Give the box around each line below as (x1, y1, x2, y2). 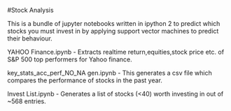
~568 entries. (7, 97, 47, 105)
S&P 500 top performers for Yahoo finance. (7, 55, 132, 64)
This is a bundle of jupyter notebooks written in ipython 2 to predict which (7, 20, 220, 27)
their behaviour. (7, 34, 52, 43)
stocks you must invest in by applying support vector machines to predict (7, 27, 219, 35)
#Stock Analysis (7, 6, 54, 14)
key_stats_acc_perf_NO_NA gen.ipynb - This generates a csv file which (7, 69, 212, 77)
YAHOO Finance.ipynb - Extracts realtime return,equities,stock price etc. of (7, 48, 225, 56)
